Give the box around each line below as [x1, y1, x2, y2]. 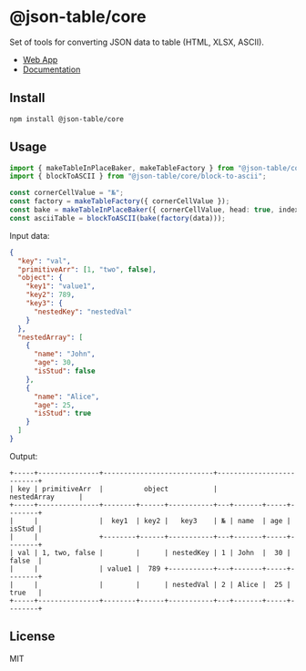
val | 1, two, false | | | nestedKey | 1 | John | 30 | [17, 548, 291, 557]
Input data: [9, 230, 50, 241]
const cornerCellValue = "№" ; [9, 189, 125, 198]
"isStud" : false [33, 366, 96, 376]
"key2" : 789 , [25, 290, 76, 300]
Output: [9, 450, 38, 461]
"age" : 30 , [33, 358, 76, 367]
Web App [22, 54, 58, 65]
